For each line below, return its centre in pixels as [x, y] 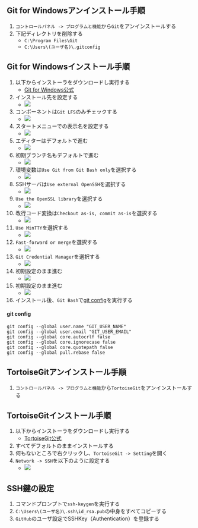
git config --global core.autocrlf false [59, 337]
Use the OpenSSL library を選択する [59, 199]
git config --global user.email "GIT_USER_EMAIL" [69, 332]
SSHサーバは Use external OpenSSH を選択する [71, 184]
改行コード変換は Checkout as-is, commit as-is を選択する [86, 213]
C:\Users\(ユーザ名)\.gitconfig [62, 47]
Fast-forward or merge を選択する [56, 242]
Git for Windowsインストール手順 [68, 67]
